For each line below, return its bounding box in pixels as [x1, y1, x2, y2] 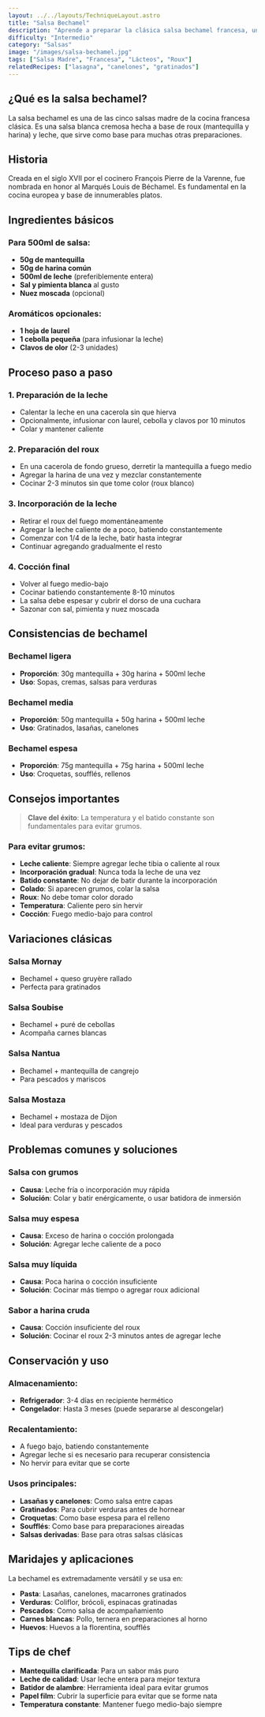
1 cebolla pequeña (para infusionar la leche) [19, 335, 164, 344]
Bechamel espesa [8, 743, 78, 754]
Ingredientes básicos [8, 213, 114, 227]
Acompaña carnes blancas [19, 1028, 107, 1038]
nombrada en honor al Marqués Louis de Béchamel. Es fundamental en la [8, 182, 247, 192]
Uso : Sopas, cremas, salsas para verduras [19, 677, 158, 687]
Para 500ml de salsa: [8, 237, 91, 248]
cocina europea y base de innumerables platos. [8, 190, 163, 200]
